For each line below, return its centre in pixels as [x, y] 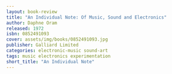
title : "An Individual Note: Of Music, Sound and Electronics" [87, 17]
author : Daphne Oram [32, 23]
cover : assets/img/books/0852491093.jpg [57, 39]
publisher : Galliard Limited [42, 45]
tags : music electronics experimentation [59, 56]
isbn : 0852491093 [28, 34]
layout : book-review [32, 12]
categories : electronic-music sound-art [57, 51]
